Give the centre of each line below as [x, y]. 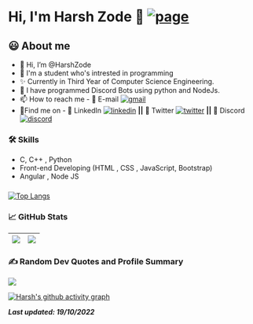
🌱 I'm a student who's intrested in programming [97, 73]
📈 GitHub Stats [38, 217]
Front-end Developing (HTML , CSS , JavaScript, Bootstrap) [116, 168]
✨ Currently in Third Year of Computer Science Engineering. [117, 81]
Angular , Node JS [49, 176]
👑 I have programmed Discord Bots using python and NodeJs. [119, 90]
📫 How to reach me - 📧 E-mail [69, 99]
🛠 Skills [24, 139]
